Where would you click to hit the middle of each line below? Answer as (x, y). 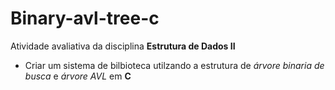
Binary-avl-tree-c (85, 18)
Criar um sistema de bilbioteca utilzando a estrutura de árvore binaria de (174, 65)
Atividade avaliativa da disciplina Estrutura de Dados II (123, 46)
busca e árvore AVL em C (78, 76)
